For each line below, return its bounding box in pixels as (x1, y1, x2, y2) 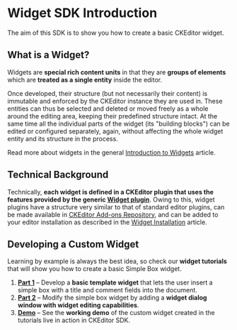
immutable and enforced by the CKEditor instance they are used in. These (7, 97, 223, 105)
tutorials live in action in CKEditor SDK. (17, 316, 131, 324)
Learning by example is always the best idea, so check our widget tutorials (7, 257, 228, 265)
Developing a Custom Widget (7, 238, 139, 250)
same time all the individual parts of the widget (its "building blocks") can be (7, 119, 230, 128)
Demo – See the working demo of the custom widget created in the (17, 309, 215, 317)
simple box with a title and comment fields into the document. (17, 286, 198, 295)
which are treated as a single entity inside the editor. (7, 75, 163, 84)
